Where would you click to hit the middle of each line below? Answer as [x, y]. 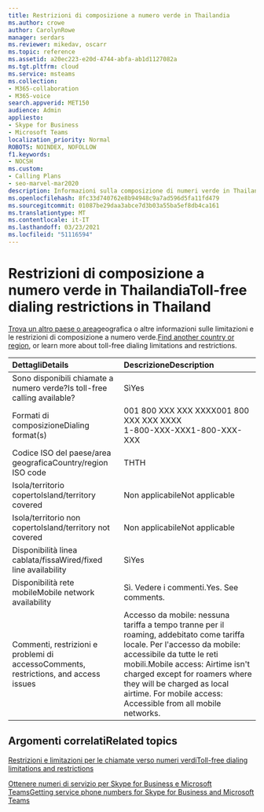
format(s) [29, 435]
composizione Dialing [51, 425]
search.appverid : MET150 [49, 103]
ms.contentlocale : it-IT [49, 220]
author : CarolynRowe [42, 30]
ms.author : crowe [37, 23]
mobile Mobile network [53, 592]
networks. [142, 713]
